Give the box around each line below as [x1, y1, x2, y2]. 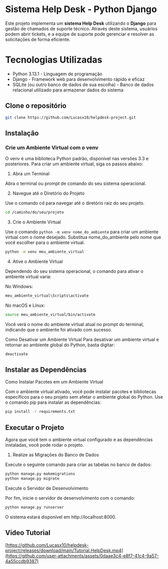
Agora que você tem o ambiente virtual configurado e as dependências [5, 437, 153, 443]
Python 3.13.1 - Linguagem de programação [12, 71, 103, 77]
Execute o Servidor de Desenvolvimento [5, 485, 89, 491]
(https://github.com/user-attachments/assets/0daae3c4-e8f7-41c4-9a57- [5, 552, 159, 559]
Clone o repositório [5, 102, 67, 110]
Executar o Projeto [5, 423, 64, 432]
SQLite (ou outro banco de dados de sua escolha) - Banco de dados [12, 81, 154, 87]
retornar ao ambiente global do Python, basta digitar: [5, 342, 115, 348]
